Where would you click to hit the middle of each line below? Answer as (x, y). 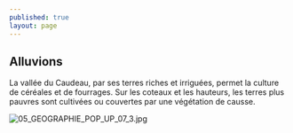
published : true (39, 17)
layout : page (33, 26)
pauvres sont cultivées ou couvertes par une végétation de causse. (132, 102)
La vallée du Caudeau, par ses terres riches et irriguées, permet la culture (144, 83)
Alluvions (36, 62)
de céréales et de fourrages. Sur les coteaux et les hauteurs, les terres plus (147, 92)
